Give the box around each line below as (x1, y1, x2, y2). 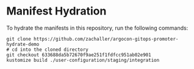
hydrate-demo (6, 41, 40, 47)
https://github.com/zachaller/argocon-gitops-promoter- (33, 36, 179, 42)
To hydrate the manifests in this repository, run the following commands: (6, 24, 189, 31)
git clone (6, 36, 32, 42)
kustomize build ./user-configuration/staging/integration (6, 57, 160, 63)
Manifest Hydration (6, 4, 107, 18)
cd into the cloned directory (12, 47, 88, 53)
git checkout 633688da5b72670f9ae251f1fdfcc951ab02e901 (6, 51, 151, 58)
